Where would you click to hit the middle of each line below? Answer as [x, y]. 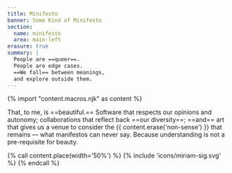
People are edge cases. [48, 66]
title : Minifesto [33, 14]
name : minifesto [37, 33]
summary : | [23, 53]
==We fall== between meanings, [59, 72]
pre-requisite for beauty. [43, 142]
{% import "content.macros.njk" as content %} [75, 99]
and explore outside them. [53, 79]
